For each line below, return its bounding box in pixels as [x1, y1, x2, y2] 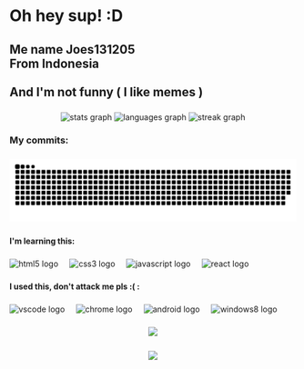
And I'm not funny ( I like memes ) [9, 84, 203, 100]
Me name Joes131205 [9, 42, 136, 57]
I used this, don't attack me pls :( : [9, 281, 140, 292]
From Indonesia [9, 55, 100, 71]
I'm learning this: [9, 235, 76, 246]
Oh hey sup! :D [9, 5, 124, 26]
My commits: [9, 134, 69, 146]
